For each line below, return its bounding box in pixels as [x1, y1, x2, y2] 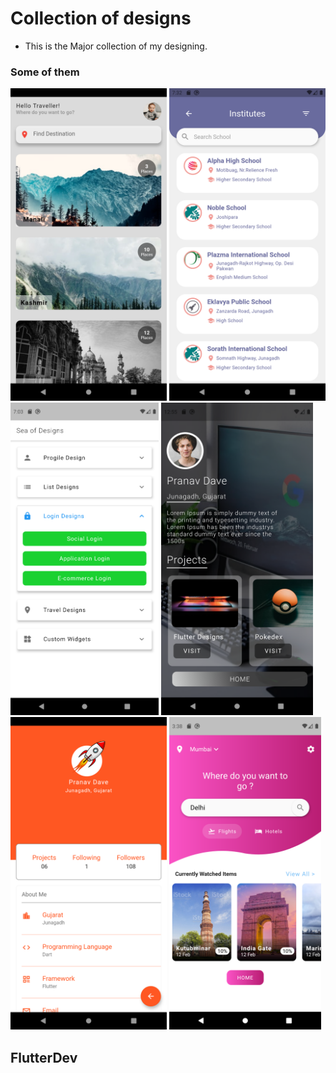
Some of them [10, 65, 80, 79]
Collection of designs [10, 7, 192, 30]
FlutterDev [10, 1049, 78, 1066]
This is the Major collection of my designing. [24, 40, 208, 52]
